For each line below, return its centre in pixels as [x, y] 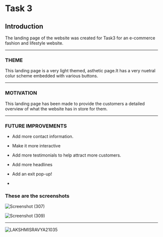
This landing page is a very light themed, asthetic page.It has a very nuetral [80, 71]
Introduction [24, 26]
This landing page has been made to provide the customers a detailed [75, 103]
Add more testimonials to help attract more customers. [66, 155]
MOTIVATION [21, 93]
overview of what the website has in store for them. [56, 109]
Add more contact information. [43, 136]
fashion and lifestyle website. [34, 43]
